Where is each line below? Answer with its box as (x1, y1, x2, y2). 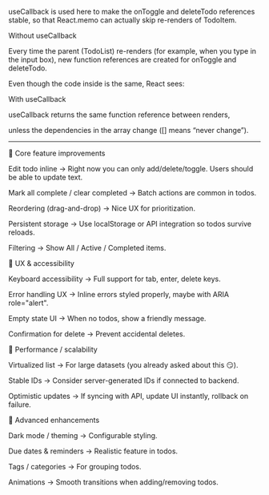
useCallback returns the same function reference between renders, (8, 110, 231, 119)
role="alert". (8, 298, 49, 308)
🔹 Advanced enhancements (8, 416, 100, 425)
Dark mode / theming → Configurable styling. (8, 431, 158, 440)
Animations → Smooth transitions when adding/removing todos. (8, 477, 219, 487)
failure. (8, 400, 32, 409)
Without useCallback (8, 31, 78, 40)
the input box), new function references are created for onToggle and (8, 55, 237, 64)
